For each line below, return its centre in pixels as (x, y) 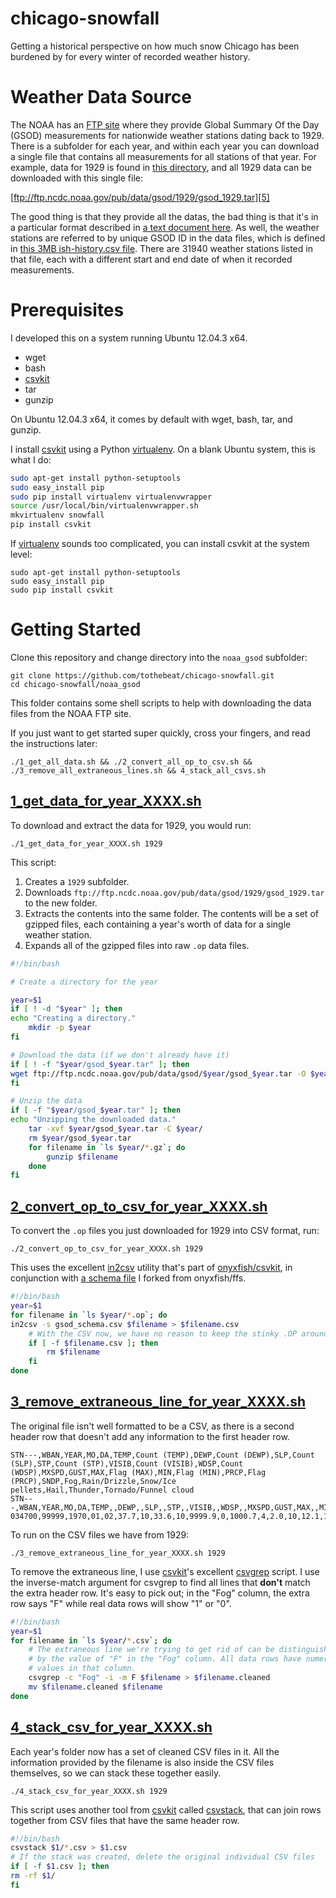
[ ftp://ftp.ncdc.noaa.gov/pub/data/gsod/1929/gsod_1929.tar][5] (140, 197)
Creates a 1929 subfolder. (77, 881)
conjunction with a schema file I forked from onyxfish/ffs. (128, 1278)
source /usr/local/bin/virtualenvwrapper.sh (104, 506)
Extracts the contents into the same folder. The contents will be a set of (171, 913)
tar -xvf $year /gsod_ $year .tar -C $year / (115, 1129)
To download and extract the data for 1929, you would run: (131, 825)
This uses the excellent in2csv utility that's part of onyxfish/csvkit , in (151, 1268)
